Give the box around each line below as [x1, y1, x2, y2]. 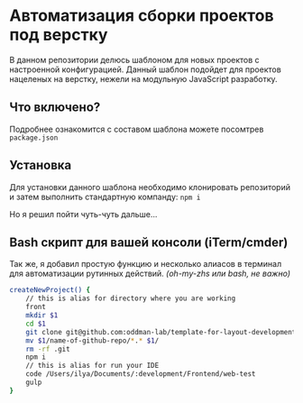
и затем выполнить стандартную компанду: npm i [9, 191, 201, 202]
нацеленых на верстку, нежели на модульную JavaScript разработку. [9, 73, 278, 84]
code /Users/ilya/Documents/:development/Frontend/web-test [25, 370, 256, 379]
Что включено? [9, 100, 101, 115]
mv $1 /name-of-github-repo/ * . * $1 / [25, 335, 160, 345]
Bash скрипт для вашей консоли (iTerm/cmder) [9, 234, 289, 250]
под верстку [9, 24, 108, 45]
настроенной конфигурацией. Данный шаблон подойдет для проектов [9, 64, 281, 75]
